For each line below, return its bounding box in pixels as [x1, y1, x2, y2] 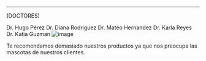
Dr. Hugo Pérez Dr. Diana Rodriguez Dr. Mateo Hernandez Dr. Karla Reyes [6, 24, 192, 31]
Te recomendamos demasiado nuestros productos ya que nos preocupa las [6, 42, 197, 49]
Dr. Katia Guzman [6, 30, 51, 37]
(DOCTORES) [6, 12, 40, 19]
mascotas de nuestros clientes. [6, 49, 86, 56]
